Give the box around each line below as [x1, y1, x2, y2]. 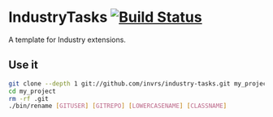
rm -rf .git [8, 94, 49, 102]
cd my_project [8, 87, 57, 95]
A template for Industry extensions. [8, 35, 126, 44]
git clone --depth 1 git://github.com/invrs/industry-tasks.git [8, 79, 231, 88]
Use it [8, 58, 38, 72]
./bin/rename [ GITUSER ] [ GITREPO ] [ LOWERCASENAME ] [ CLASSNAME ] [8, 102, 227, 111]
